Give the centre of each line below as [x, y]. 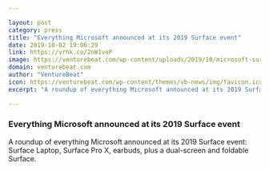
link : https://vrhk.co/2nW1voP [60, 53]
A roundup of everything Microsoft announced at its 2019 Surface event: [128, 141]
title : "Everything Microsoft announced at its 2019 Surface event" [125, 38]
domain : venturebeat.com [50, 67]
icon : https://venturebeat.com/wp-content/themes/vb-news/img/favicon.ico [136, 82]
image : [19, 60]
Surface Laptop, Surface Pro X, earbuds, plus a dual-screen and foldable [128, 150]
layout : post [30, 22]
